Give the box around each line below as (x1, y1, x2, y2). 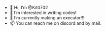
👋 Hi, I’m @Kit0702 (9, 5, 48, 10)
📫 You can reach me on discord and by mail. (9, 20, 102, 26)
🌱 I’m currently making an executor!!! (9, 15, 85, 20)
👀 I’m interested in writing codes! (9, 10, 77, 15)
